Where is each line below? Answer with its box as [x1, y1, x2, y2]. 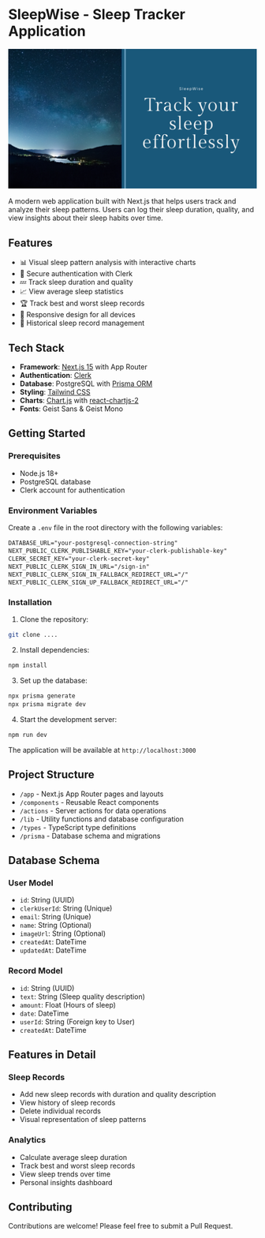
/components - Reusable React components [19, 797, 159, 806]
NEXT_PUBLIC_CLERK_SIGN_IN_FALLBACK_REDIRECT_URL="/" [8, 570, 189, 579]
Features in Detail [8, 1048, 96, 1061]
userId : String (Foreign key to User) [19, 1016, 136, 1027]
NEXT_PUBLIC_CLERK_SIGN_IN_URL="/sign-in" [8, 563, 150, 571]
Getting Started [8, 427, 86, 440]
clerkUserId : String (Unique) [19, 903, 113, 913]
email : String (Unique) [19, 912, 92, 922]
